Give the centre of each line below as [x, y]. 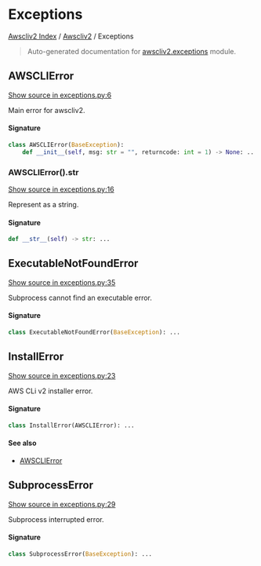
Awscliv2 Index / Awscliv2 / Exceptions [71, 36]
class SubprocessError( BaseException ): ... [80, 554]
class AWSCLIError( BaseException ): [66, 144]
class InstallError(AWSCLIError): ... [71, 425]
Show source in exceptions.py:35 [62, 282]
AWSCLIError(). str [43, 172]
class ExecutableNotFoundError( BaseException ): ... [94, 332]
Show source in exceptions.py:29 [62, 504]
